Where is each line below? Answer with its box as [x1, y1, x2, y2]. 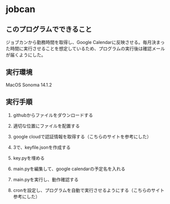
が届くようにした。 [6, 52, 46, 58]
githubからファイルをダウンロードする [13, 112, 93, 118]
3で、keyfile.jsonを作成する [13, 144, 71, 150]
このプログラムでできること [6, 25, 92, 33]
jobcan [6, 4, 35, 15]
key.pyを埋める [13, 155, 45, 161]
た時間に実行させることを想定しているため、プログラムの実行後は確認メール [6, 45, 165, 52]
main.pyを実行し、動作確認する [13, 176, 79, 182]
